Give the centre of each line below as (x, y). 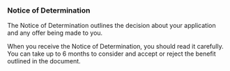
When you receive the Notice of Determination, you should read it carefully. (116, 47)
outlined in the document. (44, 61)
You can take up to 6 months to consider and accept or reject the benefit (112, 54)
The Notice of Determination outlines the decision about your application (112, 26)
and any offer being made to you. (55, 33)
